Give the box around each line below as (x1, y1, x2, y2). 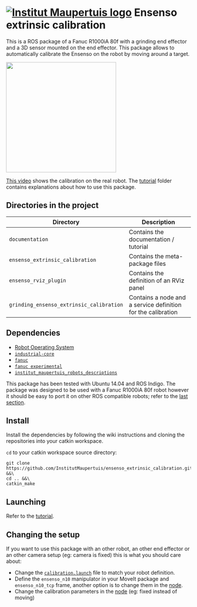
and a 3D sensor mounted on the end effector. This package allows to (6, 44, 175, 51)
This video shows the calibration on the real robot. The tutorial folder (6, 177, 172, 184)
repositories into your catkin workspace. (6, 438, 104, 445)
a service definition (128, 301, 182, 309)
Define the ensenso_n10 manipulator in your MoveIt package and (14, 575, 169, 582)
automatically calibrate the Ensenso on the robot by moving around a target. (6, 50, 190, 57)
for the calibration (128, 308, 178, 316)
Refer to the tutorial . (6, 512, 55, 520)
